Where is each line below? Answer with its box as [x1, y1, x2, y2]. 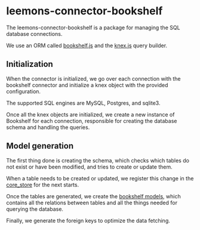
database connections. [6, 30, 63, 37]
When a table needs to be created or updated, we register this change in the [6, 174, 194, 182]
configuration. [6, 88, 41, 95]
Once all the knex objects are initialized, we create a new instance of [6, 111, 175, 118]
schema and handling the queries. [6, 124, 90, 131]
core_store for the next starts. [6, 181, 79, 188]
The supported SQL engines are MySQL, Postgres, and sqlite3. [6, 99, 161, 106]
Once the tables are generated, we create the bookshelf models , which [6, 192, 181, 200]
